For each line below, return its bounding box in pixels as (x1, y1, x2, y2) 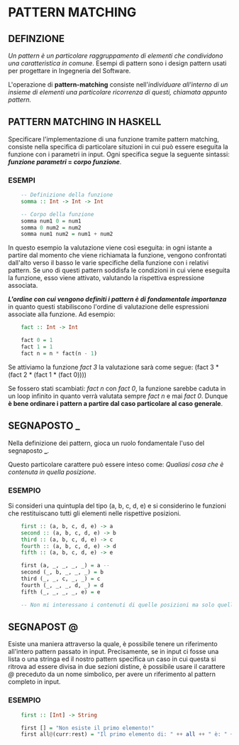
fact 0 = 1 (21, 337, 53, 344)
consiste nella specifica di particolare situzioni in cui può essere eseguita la (8, 142, 229, 151)
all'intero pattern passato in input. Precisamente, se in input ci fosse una (8, 648, 219, 656)
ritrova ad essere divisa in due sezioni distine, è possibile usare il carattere (8, 663, 226, 671)
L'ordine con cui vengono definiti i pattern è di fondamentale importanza (8, 295, 227, 304)
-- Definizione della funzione (21, 191, 113, 199)
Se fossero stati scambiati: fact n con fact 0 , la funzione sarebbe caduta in (8, 384, 226, 392)
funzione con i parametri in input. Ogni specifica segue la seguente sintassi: (8, 150, 230, 159)
